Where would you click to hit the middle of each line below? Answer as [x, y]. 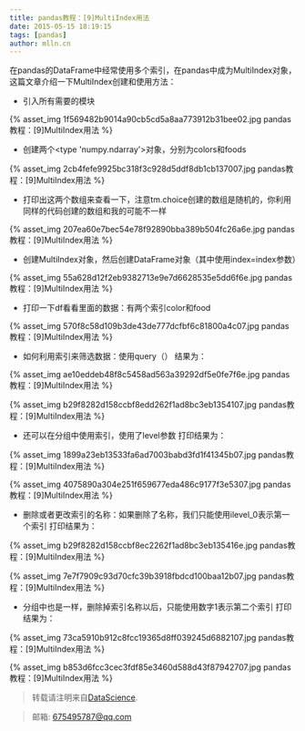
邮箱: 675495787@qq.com [81, 717]
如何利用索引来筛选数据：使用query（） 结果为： [115, 356]
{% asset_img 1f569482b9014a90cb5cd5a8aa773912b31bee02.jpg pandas [150, 119]
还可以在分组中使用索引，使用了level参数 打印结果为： [124, 436]
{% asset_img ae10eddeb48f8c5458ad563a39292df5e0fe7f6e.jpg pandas [150, 375]
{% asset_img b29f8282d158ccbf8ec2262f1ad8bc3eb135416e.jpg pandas [149, 546]
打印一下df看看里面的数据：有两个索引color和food [117, 308]
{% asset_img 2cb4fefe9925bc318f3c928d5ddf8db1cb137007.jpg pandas [147, 169]
